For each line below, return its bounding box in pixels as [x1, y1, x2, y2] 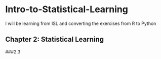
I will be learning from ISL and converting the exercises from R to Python [5, 20, 156, 26]
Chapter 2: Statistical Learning [5, 35, 104, 44]
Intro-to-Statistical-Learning [5, 4, 128, 15]
